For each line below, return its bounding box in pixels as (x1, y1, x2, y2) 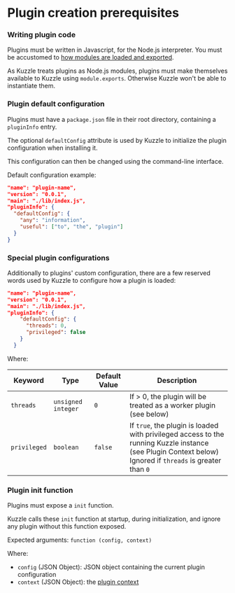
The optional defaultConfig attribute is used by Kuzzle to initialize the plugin (7, 136, 227, 144)
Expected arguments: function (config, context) (7, 536, 152, 544)
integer (53, 405, 79, 412)
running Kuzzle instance (129, 438, 209, 447)
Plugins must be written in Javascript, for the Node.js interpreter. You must (7, 46, 222, 54)
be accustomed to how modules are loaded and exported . (7, 53, 174, 62)
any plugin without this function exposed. (7, 522, 127, 531)
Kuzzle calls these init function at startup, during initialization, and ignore (7, 515, 221, 523)
